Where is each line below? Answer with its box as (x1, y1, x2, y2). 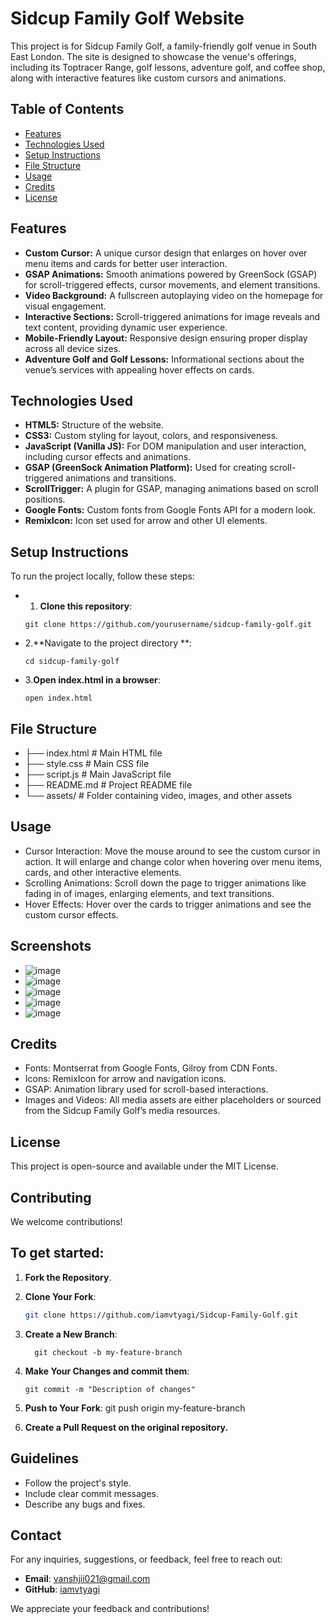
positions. (24, 493, 66, 506)
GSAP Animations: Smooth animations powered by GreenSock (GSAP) (24, 268, 318, 280)
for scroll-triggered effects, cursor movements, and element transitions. (24, 278, 321, 291)
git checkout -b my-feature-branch (34, 1347, 183, 1357)
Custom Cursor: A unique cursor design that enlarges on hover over (24, 247, 308, 259)
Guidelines (10, 1450, 79, 1467)
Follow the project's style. (24, 1477, 132, 1489)
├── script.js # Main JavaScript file (24, 768, 172, 780)
